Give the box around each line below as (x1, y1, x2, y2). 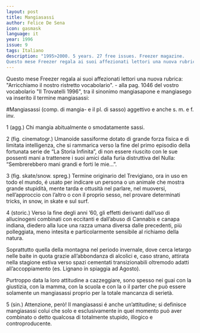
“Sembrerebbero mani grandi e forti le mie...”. (6, 161, 117, 168)
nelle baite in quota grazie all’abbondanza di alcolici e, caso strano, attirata (6, 252, 189, 260)
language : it (6, 31, 39, 37)
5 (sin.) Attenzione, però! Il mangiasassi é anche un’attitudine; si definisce (6, 301, 186, 308)
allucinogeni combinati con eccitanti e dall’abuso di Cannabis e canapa (6, 215, 180, 223)
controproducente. (6, 320, 52, 327)
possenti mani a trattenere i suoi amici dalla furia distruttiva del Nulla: (6, 154, 176, 161)
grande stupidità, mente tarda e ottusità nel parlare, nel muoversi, (6, 184, 167, 192)
